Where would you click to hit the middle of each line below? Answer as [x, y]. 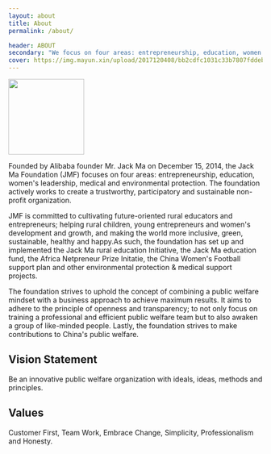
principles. [26, 387]
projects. [23, 276]
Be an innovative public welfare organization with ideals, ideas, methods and [135, 379]
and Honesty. [31, 441]
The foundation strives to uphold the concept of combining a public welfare [134, 292]
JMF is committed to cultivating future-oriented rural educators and [121, 216]
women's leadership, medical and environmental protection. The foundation [134, 183]
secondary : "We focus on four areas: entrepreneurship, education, [124, 53]
